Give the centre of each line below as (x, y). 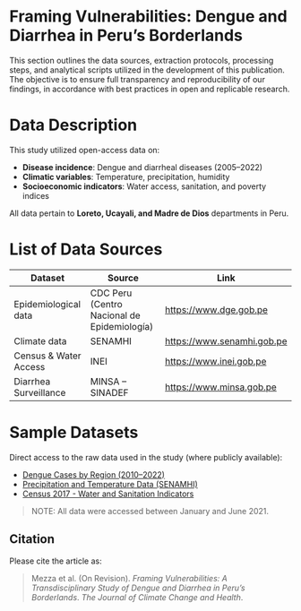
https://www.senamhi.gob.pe (226, 340)
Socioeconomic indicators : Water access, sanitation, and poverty (144, 186)
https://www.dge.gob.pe (216, 309)
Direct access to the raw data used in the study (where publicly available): (146, 457)
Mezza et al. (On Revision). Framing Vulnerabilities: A (129, 578)
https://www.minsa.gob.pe (221, 387)
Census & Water (48, 356)
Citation (32, 539)
